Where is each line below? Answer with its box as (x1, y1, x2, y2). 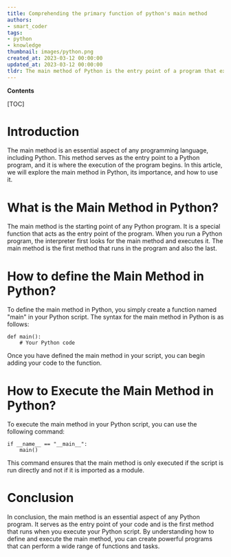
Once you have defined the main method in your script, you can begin (7, 352, 205, 360)
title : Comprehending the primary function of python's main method (7, 10, 208, 17)
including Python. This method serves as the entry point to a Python (7, 154, 200, 162)
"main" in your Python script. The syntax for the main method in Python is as (7, 313, 224, 321)
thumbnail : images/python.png (7, 49, 94, 56)
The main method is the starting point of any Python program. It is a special (7, 223, 221, 231)
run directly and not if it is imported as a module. (7, 466, 145, 475)
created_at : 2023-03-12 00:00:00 (7, 55, 103, 62)
